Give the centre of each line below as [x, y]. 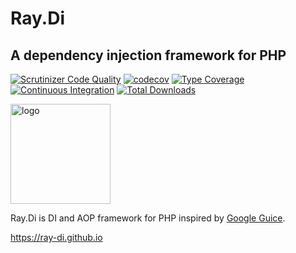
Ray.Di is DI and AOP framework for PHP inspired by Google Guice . [148, 218]
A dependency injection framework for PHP [148, 55]
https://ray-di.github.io [56, 237]
